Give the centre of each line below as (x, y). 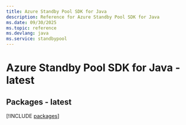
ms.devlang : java (27, 33)
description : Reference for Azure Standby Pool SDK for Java (83, 17)
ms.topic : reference (32, 28)
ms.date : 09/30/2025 (32, 22)
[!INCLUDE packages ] (33, 116)
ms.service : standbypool (37, 39)
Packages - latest (39, 102)
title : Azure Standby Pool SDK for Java (57, 11)
